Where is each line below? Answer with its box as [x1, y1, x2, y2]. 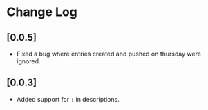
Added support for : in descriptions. [16, 95, 120, 103]
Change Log [6, 4, 77, 20]
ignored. [16, 57, 41, 65]
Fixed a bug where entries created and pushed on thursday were [16, 49, 202, 58]
